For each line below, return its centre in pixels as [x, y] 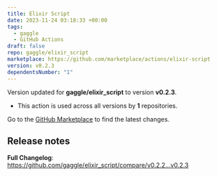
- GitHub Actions [39, 40]
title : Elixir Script [39, 14]
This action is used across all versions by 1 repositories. [97, 105]
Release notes [39, 141]
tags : [15, 27]
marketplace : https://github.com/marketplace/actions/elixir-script [109, 59]
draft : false [26, 46]
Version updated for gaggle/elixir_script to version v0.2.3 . [92, 92]
